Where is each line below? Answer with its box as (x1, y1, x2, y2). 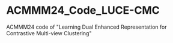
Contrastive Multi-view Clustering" (6, 29, 92, 36)
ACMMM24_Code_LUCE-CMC (6, 4, 160, 17)
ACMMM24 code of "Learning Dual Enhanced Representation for (6, 23, 167, 30)
